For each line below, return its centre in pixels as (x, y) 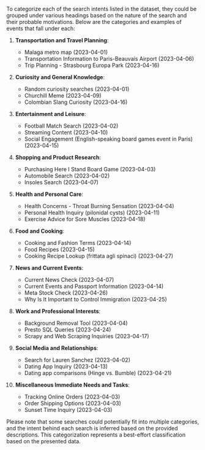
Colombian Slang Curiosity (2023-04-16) (76, 102)
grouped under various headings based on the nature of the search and (97, 15)
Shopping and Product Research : (58, 157)
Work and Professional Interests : (58, 311)
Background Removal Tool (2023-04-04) (76, 323)
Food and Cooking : (39, 231)
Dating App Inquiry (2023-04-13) (66, 367)
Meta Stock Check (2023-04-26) (66, 293)
